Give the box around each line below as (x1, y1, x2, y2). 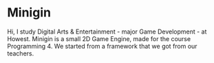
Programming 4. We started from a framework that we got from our (7, 42, 197, 50)
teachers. (7, 49, 34, 58)
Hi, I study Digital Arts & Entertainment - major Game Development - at (7, 27, 207, 36)
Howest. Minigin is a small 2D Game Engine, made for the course (7, 34, 191, 42)
